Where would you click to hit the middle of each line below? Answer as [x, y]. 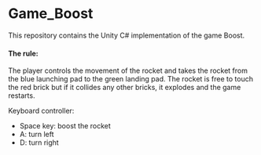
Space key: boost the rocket [65, 126]
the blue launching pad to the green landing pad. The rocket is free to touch [131, 79]
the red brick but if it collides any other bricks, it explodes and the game [125, 88]
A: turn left [37, 135]
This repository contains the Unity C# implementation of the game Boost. [127, 35]
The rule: [23, 53]
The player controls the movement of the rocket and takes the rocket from [128, 70]
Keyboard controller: [41, 111]
